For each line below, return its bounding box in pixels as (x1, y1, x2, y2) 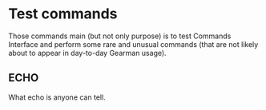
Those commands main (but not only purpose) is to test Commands (8, 31, 232, 41)
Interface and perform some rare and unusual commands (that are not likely (8, 39, 259, 49)
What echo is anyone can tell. (8, 92, 106, 102)
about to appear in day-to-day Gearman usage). (8, 48, 167, 57)
